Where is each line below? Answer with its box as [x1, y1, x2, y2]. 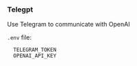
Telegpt [7, 5, 34, 14]
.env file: [7, 33, 32, 42]
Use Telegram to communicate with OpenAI [7, 20, 130, 29]
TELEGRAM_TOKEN [13, 46, 57, 54]
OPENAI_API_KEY [13, 52, 57, 59]
